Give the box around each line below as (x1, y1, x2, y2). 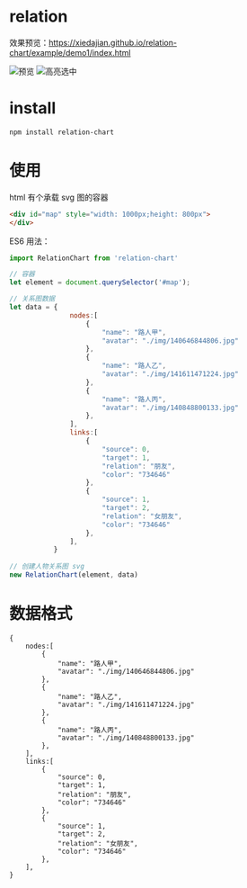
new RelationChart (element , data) (9, 570, 139, 579)
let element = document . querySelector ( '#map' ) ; (9, 278, 191, 287)
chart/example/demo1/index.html (9, 47, 131, 58)
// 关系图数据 (9, 294, 56, 303)
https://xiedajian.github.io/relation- (49, 37, 178, 48)
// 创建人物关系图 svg (9, 562, 85, 571)
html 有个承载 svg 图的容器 (9, 192, 109, 202)
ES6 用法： (9, 236, 51, 247)
